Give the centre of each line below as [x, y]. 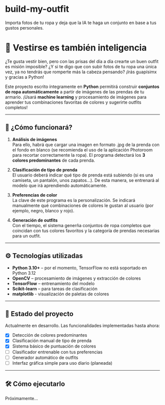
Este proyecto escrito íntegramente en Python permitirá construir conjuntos [82, 87]
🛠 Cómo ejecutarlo [35, 384]
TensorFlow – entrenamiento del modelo [53, 283]
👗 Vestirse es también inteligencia [76, 48]
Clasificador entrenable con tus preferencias [57, 352]
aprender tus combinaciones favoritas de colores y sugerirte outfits [73, 102]
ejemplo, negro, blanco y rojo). [43, 210]
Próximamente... [22, 398]
